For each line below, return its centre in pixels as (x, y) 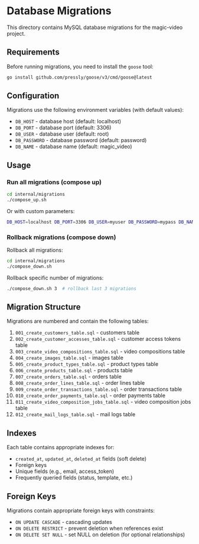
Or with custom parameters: (41, 211)
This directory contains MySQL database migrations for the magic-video (95, 27)
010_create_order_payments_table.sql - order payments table (90, 395)
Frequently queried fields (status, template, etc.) (74, 478)
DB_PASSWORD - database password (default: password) (81, 140)
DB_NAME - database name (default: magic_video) (74, 147)
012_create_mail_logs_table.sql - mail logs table (75, 414)
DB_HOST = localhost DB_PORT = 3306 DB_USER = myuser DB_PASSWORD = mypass (92, 222)
